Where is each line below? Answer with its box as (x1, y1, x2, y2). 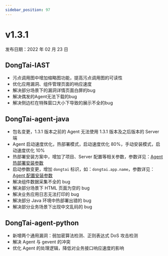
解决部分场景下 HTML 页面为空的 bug (12, 185, 90, 191)
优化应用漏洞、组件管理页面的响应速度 (12, 81, 92, 87)
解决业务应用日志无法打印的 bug (12, 191, 79, 197)
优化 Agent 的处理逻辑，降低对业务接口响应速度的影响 (12, 245, 124, 251)
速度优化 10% (17, 147, 45, 153)
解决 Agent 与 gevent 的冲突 (12, 239, 71, 244)
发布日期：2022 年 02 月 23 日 (5, 46, 69, 52)
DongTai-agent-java (5, 115, 69, 123)
